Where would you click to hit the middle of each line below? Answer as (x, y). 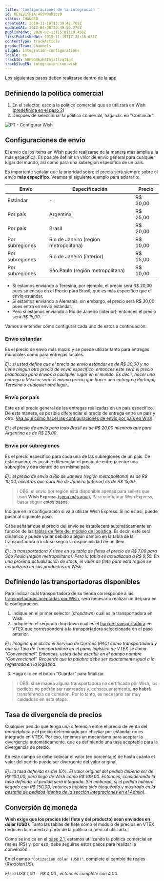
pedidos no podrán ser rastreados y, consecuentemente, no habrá (84, 689)
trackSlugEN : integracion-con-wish (41, 64)
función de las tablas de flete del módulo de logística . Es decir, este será (78, 531)
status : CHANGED (21, 19)
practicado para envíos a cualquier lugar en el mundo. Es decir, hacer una (80, 374)
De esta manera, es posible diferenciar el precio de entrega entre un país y (80, 413)
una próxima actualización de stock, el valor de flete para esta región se (78, 561)
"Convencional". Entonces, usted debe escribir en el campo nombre (73, 654)
